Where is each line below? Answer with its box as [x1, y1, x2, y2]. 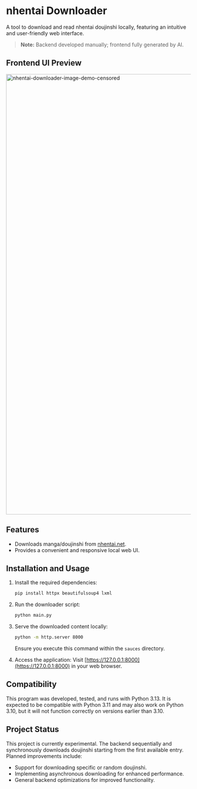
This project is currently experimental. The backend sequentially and [6, 740, 172, 747]
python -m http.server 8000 [14, 634, 83, 640]
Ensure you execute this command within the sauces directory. [14, 645, 165, 652]
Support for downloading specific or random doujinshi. [14, 764, 147, 771]
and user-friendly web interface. [6, 29, 84, 36]
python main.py [14, 613, 52, 618]
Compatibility [6, 679, 57, 689]
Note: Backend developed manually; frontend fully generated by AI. [20, 41, 184, 48]
